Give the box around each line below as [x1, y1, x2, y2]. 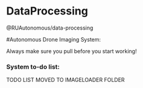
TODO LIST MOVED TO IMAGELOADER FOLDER [6, 77, 125, 84]
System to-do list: [6, 62, 60, 71]
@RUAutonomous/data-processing [6, 24, 94, 31]
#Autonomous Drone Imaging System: [6, 36, 101, 43]
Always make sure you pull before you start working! [6, 47, 137, 55]
